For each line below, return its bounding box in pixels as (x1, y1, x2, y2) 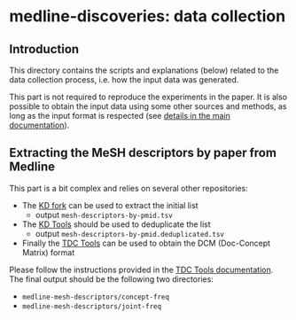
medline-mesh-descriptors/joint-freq (21, 301, 162, 311)
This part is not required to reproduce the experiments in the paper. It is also (9, 91, 288, 102)
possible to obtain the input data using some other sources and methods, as (9, 101, 287, 112)
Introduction (9, 42, 80, 57)
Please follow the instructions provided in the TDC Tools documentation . (9, 264, 274, 275)
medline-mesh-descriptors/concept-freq (21, 293, 170, 301)
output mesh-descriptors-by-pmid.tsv (35, 209, 173, 220)
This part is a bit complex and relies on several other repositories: (9, 183, 248, 193)
